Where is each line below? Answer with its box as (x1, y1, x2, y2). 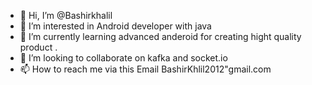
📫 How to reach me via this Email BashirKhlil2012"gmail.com (19, 63, 272, 75)
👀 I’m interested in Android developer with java (19, 20, 212, 32)
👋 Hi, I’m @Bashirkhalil (19, 10, 113, 21)
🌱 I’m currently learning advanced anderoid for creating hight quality (19, 31, 302, 42)
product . (19, 41, 58, 53)
